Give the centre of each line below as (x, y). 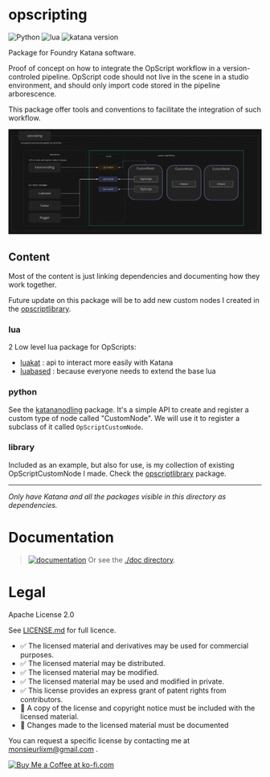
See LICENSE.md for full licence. (62, 630)
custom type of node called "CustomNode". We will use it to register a (124, 418)
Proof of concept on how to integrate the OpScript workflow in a (115, 68)
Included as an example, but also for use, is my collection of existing (121, 464)
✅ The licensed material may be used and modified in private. (122, 681)
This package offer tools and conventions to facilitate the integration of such (135, 109)
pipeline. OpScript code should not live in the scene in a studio (145, 76)
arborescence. (33, 93)
